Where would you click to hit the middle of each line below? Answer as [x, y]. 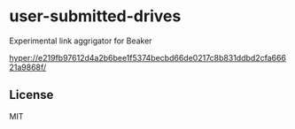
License [31, 95]
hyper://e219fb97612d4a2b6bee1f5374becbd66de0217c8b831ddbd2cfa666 [147, 57]
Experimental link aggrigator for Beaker [81, 41]
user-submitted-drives [95, 16]
